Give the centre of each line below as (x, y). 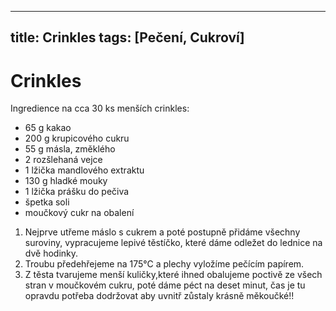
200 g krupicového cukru (77, 138)
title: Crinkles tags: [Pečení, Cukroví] (127, 37)
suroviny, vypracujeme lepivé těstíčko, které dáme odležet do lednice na (173, 243)
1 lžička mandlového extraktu (84, 170)
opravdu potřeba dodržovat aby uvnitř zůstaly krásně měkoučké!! (159, 296)
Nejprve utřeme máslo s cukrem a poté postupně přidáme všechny (162, 232)
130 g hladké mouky (66, 181)
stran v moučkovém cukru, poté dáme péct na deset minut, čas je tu (165, 285)
